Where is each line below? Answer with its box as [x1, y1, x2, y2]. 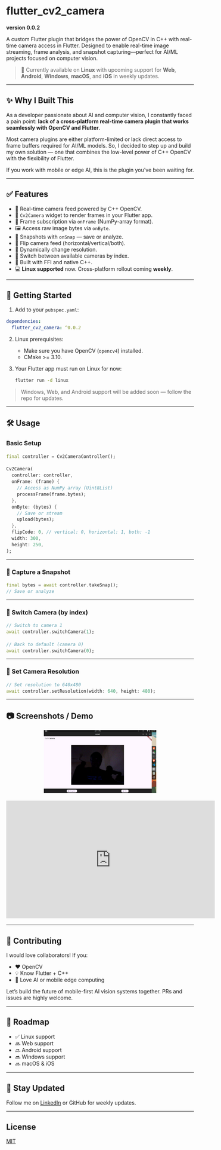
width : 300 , [11, 536, 42, 542]
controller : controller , [11, 472, 73, 479]
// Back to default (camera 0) [6, 641, 84, 647]
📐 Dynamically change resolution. [14, 246, 97, 253]
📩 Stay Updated [6, 1083, 66, 1093]
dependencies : [6, 319, 42, 325]
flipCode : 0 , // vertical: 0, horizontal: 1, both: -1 [11, 529, 151, 536]
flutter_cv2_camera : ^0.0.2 [11, 325, 82, 331]
